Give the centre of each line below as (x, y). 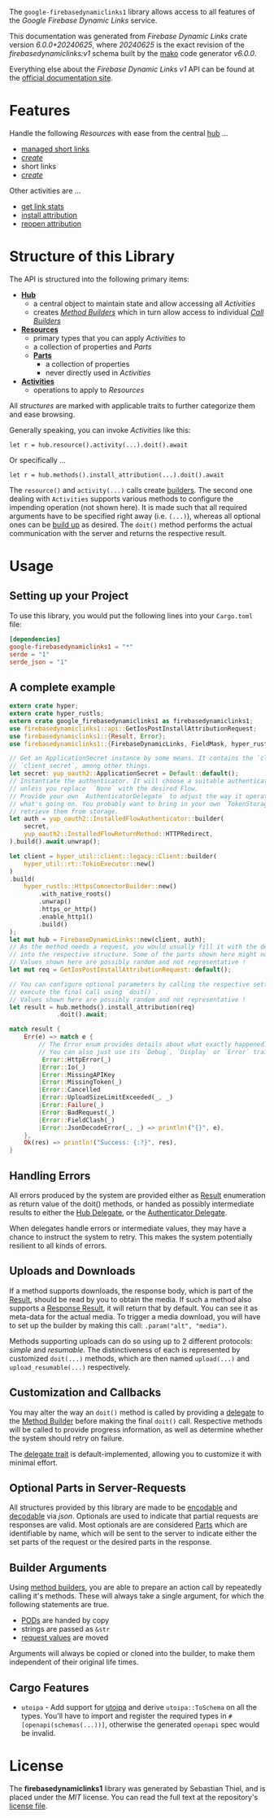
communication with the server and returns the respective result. (118, 533)
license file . (28, 1806)
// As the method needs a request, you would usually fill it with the (133, 947)
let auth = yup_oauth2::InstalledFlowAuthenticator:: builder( (117, 819)
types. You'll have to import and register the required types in (124, 1716)
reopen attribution (51, 224)
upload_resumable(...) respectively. (70, 1367)
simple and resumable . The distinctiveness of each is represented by (125, 1349)
